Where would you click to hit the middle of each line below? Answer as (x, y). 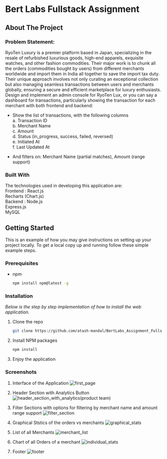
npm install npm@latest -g (40, 283)
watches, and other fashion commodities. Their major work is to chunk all (81, 63)
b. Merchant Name (31, 126)
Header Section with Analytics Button (51, 393)
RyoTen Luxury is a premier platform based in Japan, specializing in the (79, 52)
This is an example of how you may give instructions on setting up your (78, 240)
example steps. (21, 250)
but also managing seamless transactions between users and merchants (80, 84)
